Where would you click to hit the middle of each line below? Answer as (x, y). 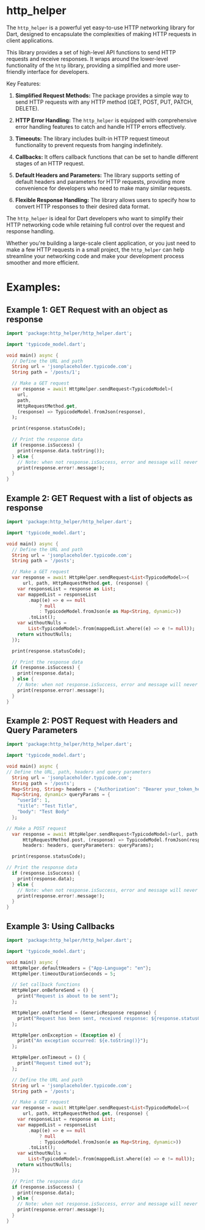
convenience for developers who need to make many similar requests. (103, 188)
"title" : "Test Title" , (48, 806)
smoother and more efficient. (43, 262)
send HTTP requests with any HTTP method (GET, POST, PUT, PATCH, (104, 102)
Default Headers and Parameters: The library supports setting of (97, 175)
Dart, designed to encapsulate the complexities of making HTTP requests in (102, 34)
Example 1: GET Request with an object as (87, 310)
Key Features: (23, 84)
